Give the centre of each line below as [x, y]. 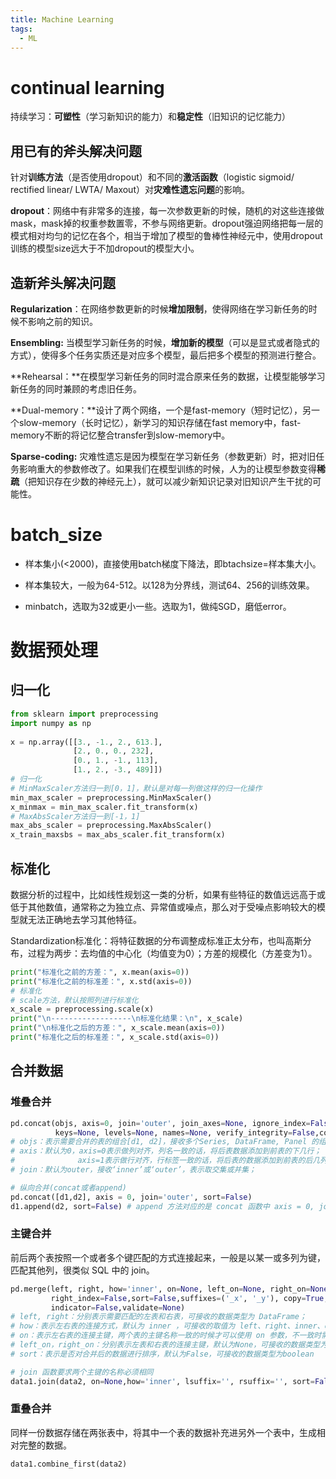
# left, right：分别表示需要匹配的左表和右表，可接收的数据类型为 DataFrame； [158, 1317]
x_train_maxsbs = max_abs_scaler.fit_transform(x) [118, 835]
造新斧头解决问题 [63, 282]
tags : [21, 29]
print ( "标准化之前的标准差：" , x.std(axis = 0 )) [101, 981]
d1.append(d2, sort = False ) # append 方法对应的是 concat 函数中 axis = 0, [162, 1206]
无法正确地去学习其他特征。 [84, 919]
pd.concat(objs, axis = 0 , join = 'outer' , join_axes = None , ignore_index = [160, 1123]
